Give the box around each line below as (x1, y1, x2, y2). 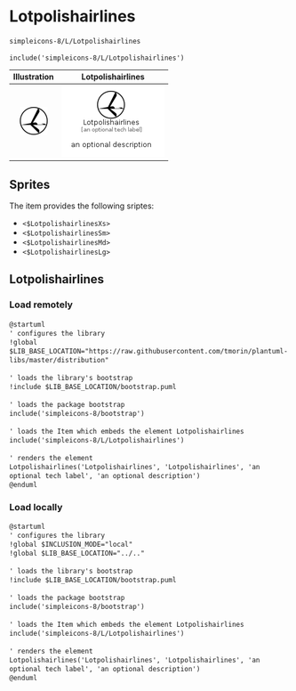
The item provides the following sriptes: (9, 200, 155, 211)
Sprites (9, 176, 51, 192)
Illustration (12, 71, 55, 82)
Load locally (9, 500, 63, 513)
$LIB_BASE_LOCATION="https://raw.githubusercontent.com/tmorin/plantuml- (9, 346, 289, 355)
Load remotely (9, 298, 74, 311)
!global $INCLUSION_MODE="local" (9, 540, 133, 549)
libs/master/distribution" (9, 355, 109, 364)
